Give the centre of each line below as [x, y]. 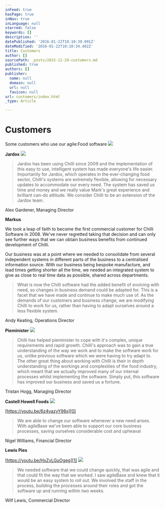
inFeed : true [18, 10]
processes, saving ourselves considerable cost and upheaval [79, 431]
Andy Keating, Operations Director [40, 320]
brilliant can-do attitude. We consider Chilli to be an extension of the [86, 195]
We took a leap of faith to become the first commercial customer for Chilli [79, 229]
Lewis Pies [16, 450]
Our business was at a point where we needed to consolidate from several [80, 254]
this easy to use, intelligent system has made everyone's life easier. [85, 169]
